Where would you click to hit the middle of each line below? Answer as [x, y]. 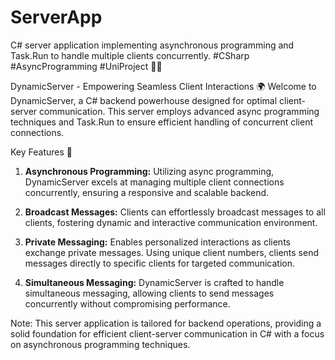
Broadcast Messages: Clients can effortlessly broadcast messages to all [175, 212]
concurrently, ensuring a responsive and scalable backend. [147, 192]
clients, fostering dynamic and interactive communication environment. [171, 222]
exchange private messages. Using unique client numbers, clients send [171, 252]
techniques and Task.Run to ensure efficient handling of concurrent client [162, 122]
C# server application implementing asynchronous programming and [152, 45]
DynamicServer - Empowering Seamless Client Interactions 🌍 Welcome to [163, 86]
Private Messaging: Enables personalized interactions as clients [157, 242]
